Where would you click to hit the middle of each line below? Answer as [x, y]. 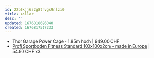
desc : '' [14, 18]
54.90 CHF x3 [26, 52]
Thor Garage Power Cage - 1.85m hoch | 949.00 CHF [66, 41]
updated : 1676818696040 [29, 23]
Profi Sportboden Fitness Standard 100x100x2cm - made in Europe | [81, 46]
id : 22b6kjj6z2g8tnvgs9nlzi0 [35, 9]
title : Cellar [20, 14]
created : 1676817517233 [29, 28]
